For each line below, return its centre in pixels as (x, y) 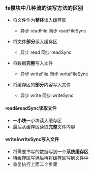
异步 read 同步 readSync (46, 52)
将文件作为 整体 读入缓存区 (39, 20)
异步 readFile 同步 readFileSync (53, 31)
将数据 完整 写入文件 (33, 63)
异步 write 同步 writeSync (47, 95)
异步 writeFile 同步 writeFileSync (54, 74)
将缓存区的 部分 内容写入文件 (42, 85)
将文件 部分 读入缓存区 (35, 42)
